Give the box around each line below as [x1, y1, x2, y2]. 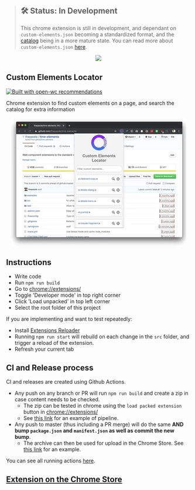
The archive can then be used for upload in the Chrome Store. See [23, 439, 184, 447]
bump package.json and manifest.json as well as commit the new [14, 427, 175, 434]
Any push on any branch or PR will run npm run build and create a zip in [14, 390, 189, 397]
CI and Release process [6, 363, 94, 372]
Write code [14, 273, 42, 280]
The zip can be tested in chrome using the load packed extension [23, 402, 182, 410]
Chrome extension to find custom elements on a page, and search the [6, 99, 175, 106]
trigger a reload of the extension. [14, 340, 94, 347]
